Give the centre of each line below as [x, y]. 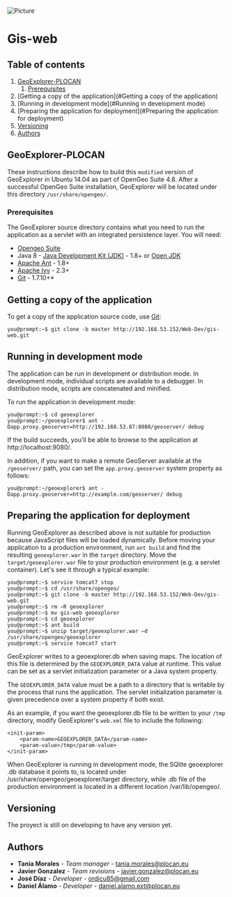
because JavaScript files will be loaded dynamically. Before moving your [111, 539]
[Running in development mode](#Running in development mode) [111, 103]
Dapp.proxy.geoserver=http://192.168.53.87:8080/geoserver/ [96, 427]
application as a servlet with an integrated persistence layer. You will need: [114, 235]
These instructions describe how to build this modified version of [100, 171]
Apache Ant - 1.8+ [43, 263]
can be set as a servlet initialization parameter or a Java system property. [113, 671]
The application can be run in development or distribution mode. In [103, 374]
